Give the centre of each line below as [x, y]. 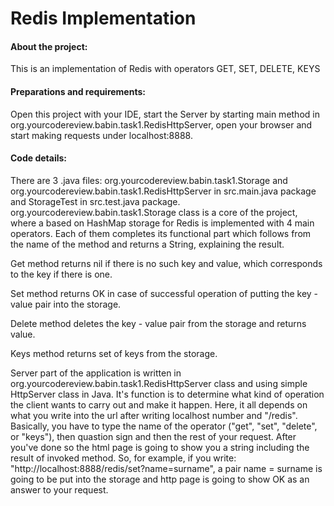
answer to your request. [59, 489]
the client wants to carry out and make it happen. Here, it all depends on [159, 404]
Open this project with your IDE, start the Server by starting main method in [165, 114]
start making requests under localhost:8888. [101, 135]
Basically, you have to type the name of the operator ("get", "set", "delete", [164, 426]
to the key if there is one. [61, 274]
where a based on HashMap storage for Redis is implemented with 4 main [162, 223]
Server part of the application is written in [96, 373]
